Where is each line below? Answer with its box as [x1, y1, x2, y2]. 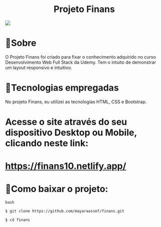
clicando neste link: [5, 138, 89, 149]
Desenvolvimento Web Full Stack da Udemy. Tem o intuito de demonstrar [5, 59, 156, 65]
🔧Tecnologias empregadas [5, 82, 119, 94]
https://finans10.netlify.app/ [5, 160, 126, 172]
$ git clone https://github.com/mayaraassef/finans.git [5, 209, 124, 214]
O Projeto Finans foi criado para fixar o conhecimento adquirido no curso [5, 54, 156, 60]
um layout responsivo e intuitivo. [5, 64, 72, 71]
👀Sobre [5, 38, 37, 49]
